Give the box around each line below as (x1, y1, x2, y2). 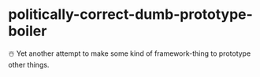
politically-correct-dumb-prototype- (8, 5, 254, 24)
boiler (8, 22, 47, 40)
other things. (8, 60, 50, 69)
